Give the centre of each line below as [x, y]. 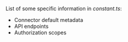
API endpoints [31, 26]
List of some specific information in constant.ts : [64, 9]
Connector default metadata [49, 20]
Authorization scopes [40, 33]
